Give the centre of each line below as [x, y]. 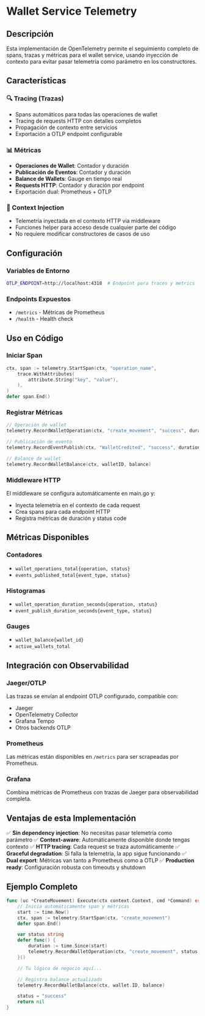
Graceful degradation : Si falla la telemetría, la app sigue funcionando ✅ [97, 854]
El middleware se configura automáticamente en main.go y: [81, 493]
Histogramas [26, 590]
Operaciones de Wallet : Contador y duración [72, 165]
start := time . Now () [43, 912]
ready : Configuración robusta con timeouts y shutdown [76, 867]
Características [36, 81]
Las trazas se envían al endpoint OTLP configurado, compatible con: [92, 696]
